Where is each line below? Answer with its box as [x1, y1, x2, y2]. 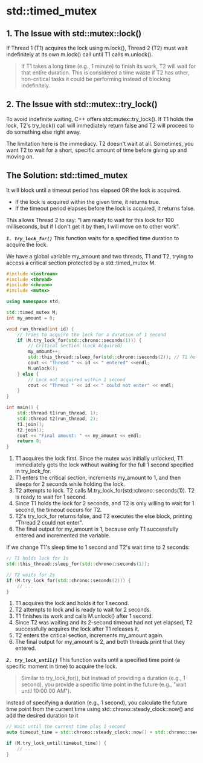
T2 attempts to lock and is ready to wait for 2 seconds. [14, 606, 152, 614]
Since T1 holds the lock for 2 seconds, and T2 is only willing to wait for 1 [14, 500, 195, 507]
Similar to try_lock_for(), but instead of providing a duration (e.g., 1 [21, 675, 185, 682]
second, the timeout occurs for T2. [14, 506, 102, 514]
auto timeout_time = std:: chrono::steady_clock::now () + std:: [6, 729, 169, 736]
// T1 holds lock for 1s [6, 555, 69, 562]
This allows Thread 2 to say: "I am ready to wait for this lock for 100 [6, 216, 174, 223]
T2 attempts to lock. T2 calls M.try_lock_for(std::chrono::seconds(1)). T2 [14, 487, 195, 494]
